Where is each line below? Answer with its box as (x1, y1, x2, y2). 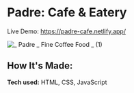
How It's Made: (7, 60, 73, 72)
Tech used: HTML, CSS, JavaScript (7, 78, 107, 86)
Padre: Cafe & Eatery (7, 5, 127, 20)
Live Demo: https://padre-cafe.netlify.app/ (7, 27, 126, 35)
